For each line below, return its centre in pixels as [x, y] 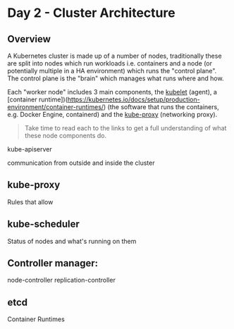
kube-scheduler [43, 224]
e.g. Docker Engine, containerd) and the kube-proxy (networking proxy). [112, 114]
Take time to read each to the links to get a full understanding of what [125, 128]
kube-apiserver [30, 149]
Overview [29, 39]
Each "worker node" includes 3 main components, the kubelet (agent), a [112, 92]
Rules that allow [30, 201]
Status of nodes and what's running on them [72, 241]
